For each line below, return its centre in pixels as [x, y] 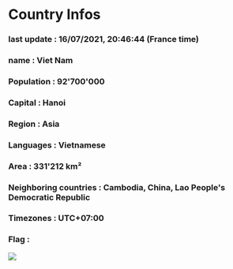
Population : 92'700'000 [56, 81]
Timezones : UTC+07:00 [56, 219]
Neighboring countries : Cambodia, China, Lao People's [117, 187]
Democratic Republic [49, 197]
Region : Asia [34, 124]
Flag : [19, 240]
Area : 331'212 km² [45, 166]
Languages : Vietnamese [57, 145]
